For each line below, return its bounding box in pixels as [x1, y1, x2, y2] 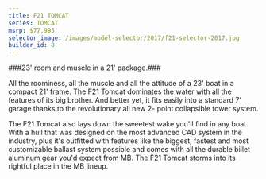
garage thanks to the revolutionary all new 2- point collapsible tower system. [8, 104, 259, 114]
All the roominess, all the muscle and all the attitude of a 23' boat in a [8, 79, 234, 88]
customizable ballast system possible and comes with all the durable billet [8, 145, 251, 154]
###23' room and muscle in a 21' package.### [8, 63, 161, 72]
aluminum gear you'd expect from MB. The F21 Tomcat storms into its [8, 153, 236, 163]
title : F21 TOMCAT [8, 11, 69, 20]
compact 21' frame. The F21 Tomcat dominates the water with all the [8, 87, 232, 96]
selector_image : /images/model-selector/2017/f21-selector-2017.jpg [8, 33, 240, 42]
